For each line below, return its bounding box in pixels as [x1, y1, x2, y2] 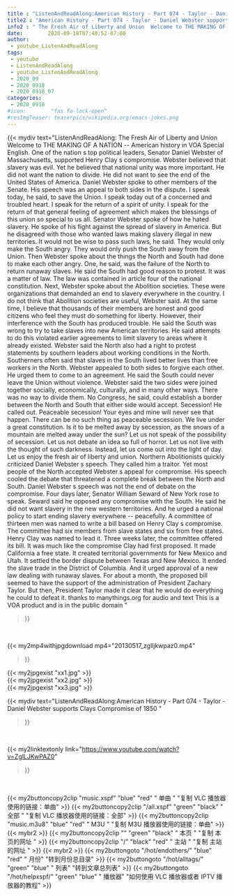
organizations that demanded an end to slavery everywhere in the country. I [7, 289, 225, 298]
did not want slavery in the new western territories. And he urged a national [7, 504, 224, 513]
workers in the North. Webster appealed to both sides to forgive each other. [7, 363, 224, 372]
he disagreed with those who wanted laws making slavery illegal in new [7, 230, 212, 238]
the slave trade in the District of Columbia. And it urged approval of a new [7, 564, 218, 572]
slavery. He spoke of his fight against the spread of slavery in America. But [7, 222, 221, 230]
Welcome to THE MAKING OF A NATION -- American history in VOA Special [7, 140, 224, 149]
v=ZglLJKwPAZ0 [7, 752, 55, 761]
